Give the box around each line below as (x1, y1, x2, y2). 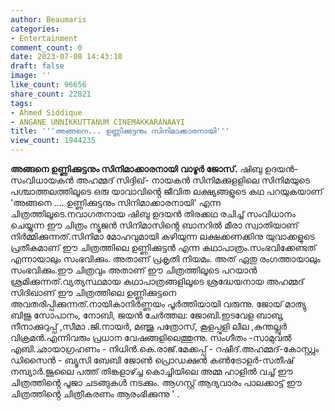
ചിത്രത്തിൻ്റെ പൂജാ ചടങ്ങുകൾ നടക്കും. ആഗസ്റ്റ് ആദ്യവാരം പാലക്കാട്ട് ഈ (10, 377, 302, 388)
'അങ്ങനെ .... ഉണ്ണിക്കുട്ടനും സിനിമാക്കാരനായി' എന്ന (10, 197, 221, 208)
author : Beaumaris (10, 14, 87, 25)
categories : (10, 24, 60, 34)
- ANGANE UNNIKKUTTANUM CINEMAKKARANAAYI (10, 117, 186, 127)
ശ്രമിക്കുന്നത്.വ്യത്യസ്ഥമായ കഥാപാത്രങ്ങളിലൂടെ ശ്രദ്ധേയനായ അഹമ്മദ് (10, 276, 305, 287)
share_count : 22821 (10, 89, 92, 99)
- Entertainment (10, 33, 78, 43)
